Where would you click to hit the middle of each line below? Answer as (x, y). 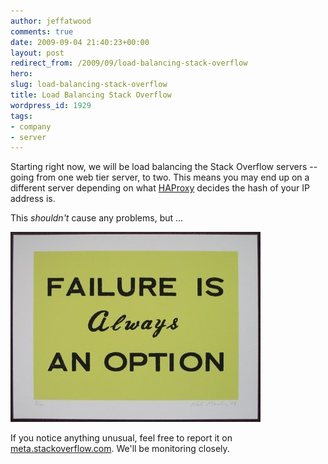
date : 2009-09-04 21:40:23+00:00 (80, 42)
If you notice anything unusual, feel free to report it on (121, 438)
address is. (33, 199)
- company (31, 126)
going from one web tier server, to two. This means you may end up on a (160, 177)
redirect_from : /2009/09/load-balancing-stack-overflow (129, 63)
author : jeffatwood (51, 21)
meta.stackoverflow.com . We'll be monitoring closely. (120, 449)
